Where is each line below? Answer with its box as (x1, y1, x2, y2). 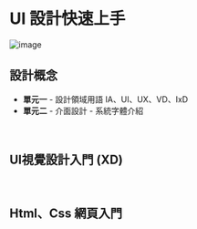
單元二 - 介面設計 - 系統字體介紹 (22, 105, 144, 116)
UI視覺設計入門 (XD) (9, 152, 123, 168)
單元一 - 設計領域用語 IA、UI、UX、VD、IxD (22, 93, 189, 105)
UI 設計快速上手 (9, 8, 126, 29)
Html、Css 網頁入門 (9, 205, 123, 221)
